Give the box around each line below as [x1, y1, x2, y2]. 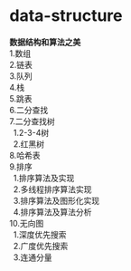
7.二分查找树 [9, 115, 56, 127]
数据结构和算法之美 [9, 36, 81, 47]
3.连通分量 [13, 251, 52, 263]
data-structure [9, 5, 123, 26]
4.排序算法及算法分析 [13, 206, 92, 218]
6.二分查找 [9, 104, 49, 115]
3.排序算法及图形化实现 [13, 195, 100, 206]
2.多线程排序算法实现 [13, 183, 92, 195]
